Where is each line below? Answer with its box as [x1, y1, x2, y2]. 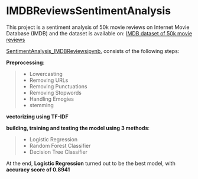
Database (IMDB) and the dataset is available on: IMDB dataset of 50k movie [6, 29, 193, 37]
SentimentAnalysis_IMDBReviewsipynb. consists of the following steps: [6, 47, 180, 54]
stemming [29, 101, 54, 108]
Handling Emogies [29, 95, 74, 102]
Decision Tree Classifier [29, 148, 87, 155]
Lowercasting [29, 70, 63, 77]
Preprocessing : [6, 59, 45, 66]
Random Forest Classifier [29, 142, 91, 149]
